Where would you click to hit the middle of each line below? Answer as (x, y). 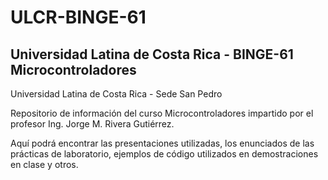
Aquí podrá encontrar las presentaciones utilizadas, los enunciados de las (162, 143)
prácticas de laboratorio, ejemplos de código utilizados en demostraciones (164, 154)
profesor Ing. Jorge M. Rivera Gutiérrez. (92, 124)
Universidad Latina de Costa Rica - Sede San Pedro (116, 94)
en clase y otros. (44, 164)
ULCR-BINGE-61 (78, 17)
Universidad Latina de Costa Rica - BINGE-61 (152, 54)
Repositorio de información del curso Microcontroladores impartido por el (162, 113)
